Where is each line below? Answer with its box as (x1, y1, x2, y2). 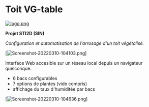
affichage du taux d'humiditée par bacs (12, 86, 96, 92)
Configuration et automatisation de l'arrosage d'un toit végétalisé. (5, 40, 144, 46)
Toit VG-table (5, 4, 63, 15)
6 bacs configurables (12, 75, 57, 81)
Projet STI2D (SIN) (5, 30, 45, 36)
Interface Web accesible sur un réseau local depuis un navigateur (5, 60, 143, 66)
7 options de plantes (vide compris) (12, 81, 87, 87)
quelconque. (5, 65, 32, 71)
